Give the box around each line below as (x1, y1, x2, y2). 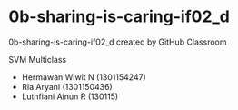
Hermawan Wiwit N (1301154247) (21, 71, 146, 83)
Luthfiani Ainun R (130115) (21, 91, 119, 102)
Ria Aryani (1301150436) (21, 81, 113, 92)
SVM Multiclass (8, 54, 67, 65)
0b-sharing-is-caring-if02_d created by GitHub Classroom (8, 36, 227, 47)
